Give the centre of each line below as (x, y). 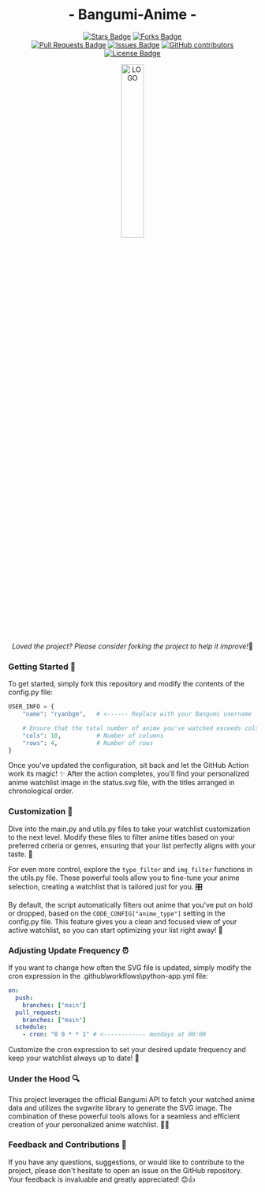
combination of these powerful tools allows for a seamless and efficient (124, 1116)
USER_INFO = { (32, 707)
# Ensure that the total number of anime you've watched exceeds (132, 728)
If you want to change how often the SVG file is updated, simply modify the (130, 968)
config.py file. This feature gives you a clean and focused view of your (123, 921)
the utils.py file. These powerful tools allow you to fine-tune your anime (124, 878)
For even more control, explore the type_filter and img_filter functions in (131, 869)
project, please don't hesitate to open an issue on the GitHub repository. (125, 1170)
